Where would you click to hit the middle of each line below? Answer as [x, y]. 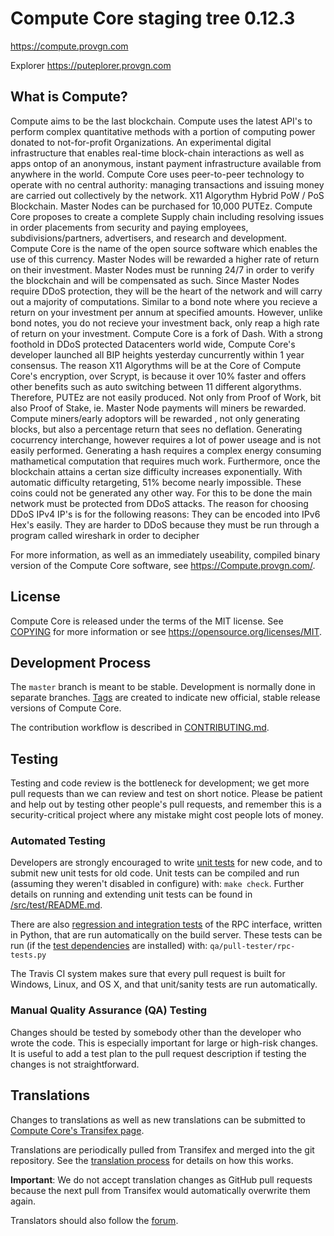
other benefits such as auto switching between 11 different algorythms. [156, 386]
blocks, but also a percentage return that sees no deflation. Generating [156, 429]
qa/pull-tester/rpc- [252, 947]
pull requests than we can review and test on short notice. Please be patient [166, 794]
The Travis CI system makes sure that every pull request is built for [148, 974]
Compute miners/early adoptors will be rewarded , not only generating [155, 418]
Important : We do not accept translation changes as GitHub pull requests [161, 1179]
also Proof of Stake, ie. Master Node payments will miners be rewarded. [158, 408]
